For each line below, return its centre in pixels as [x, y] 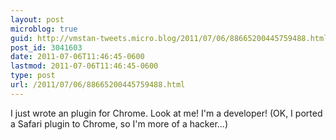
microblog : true [44, 29]
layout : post [37, 19]
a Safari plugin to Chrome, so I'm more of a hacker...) [119, 123]
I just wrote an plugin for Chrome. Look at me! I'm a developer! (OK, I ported [166, 113]
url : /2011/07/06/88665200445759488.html [98, 85]
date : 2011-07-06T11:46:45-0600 [77, 57]
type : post [33, 76]
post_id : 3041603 [46, 47]
